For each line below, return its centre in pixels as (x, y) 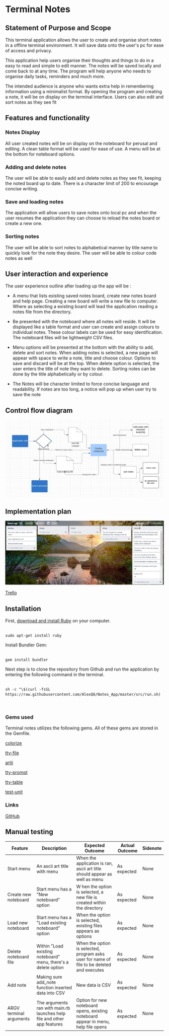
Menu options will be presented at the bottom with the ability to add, (83, 347)
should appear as (94, 874)
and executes (90, 970)
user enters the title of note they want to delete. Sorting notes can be (84, 369)
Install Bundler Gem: (26, 645)
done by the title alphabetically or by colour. (58, 374)
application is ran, (95, 863)
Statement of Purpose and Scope (58, 28)
